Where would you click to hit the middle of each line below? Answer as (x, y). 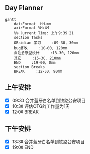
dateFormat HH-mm (33, 24)
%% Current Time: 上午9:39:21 (44, 33)
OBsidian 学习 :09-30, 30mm (46, 43)
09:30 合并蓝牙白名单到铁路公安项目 (49, 100)
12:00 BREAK (25, 112)
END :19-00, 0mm (35, 63)
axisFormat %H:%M (32, 28)
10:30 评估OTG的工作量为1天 (41, 106)
